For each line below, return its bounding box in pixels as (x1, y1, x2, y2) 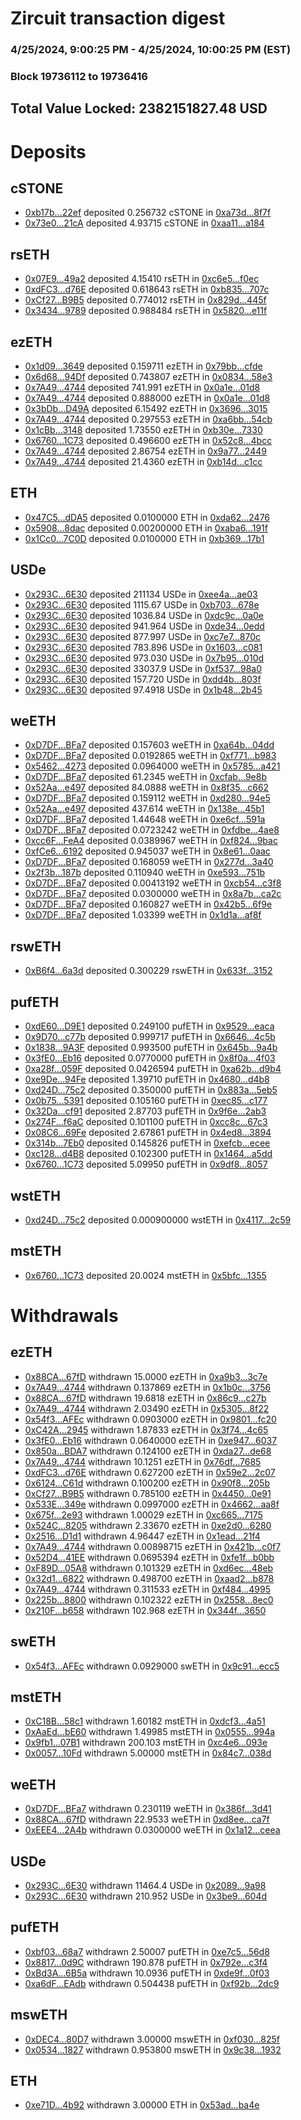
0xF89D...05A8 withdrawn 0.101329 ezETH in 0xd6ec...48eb (24, 1562, 274, 1574)
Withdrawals (10, 1304, 119, 1327)
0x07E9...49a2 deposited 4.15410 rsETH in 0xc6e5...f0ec (24, 273, 260, 285)
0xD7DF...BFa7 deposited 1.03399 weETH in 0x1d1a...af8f (24, 909, 262, 921)
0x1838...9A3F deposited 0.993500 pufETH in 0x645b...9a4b (24, 1042, 278, 1054)
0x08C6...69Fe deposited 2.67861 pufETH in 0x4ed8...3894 (24, 1127, 272, 1139)
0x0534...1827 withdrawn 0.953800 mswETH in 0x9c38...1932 (24, 2043, 282, 2056)
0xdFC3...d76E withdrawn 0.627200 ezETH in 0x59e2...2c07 (24, 1466, 276, 1478)
